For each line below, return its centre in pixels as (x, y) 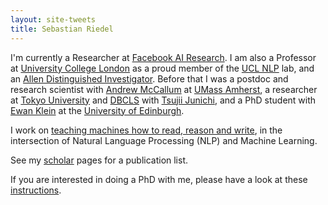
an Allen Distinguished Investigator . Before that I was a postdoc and (149, 78)
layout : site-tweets (53, 19)
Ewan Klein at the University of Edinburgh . (97, 110)
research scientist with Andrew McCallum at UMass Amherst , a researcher (164, 89)
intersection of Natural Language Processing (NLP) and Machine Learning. (164, 140)
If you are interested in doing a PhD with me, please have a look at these (159, 179)
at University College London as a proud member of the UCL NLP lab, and (162, 68)
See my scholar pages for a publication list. (99, 160)
